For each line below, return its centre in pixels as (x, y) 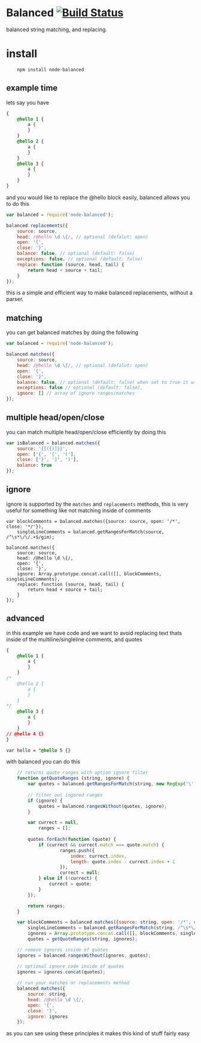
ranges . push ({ (77, 850)
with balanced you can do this (43, 762)
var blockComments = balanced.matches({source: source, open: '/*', (93, 521)
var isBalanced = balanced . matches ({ (53, 443)
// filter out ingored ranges (65, 795)
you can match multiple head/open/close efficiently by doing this (86, 432)
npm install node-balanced (51, 70)
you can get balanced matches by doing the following (72, 332)
